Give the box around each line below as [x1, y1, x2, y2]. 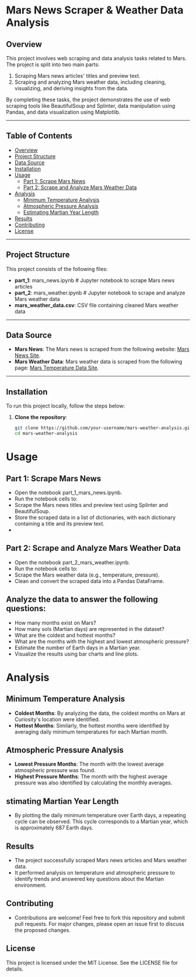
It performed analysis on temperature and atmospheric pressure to [14, 869, 175, 876]
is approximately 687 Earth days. [14, 824, 93, 831]
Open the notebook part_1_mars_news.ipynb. [14, 489, 123, 496]
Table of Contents [6, 131, 73, 141]
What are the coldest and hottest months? [14, 632, 116, 639]
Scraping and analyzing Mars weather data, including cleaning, [14, 78, 166, 85]
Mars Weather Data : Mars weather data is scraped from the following [14, 358, 183, 365]
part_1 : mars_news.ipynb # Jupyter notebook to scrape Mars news [14, 276, 175, 284]
